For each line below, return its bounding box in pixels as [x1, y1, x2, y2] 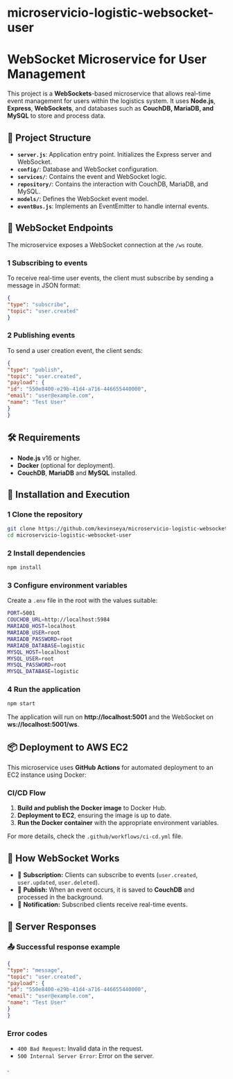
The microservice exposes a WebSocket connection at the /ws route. [7, 240, 204, 249]
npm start [7, 700, 36, 707]
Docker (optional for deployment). [17, 461, 115, 469]
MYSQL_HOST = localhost [7, 649, 70, 656]
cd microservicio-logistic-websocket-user [7, 532, 132, 539]
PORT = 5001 [7, 610, 36, 617]
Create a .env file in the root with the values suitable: [7, 597, 158, 605]
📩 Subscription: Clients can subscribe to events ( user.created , [17, 871, 198, 879]
